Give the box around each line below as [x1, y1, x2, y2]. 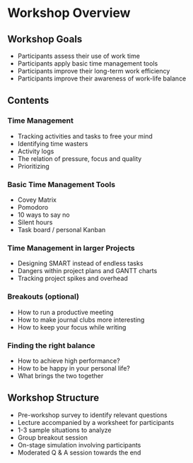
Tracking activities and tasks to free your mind [17, 132, 153, 140]
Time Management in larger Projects [7, 243, 136, 253]
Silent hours [17, 217, 53, 227]
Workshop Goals [7, 33, 83, 45]
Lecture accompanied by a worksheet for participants [17, 418, 175, 426]
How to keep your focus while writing [17, 323, 127, 331]
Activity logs [17, 147, 54, 155]
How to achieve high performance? [17, 356, 120, 365]
